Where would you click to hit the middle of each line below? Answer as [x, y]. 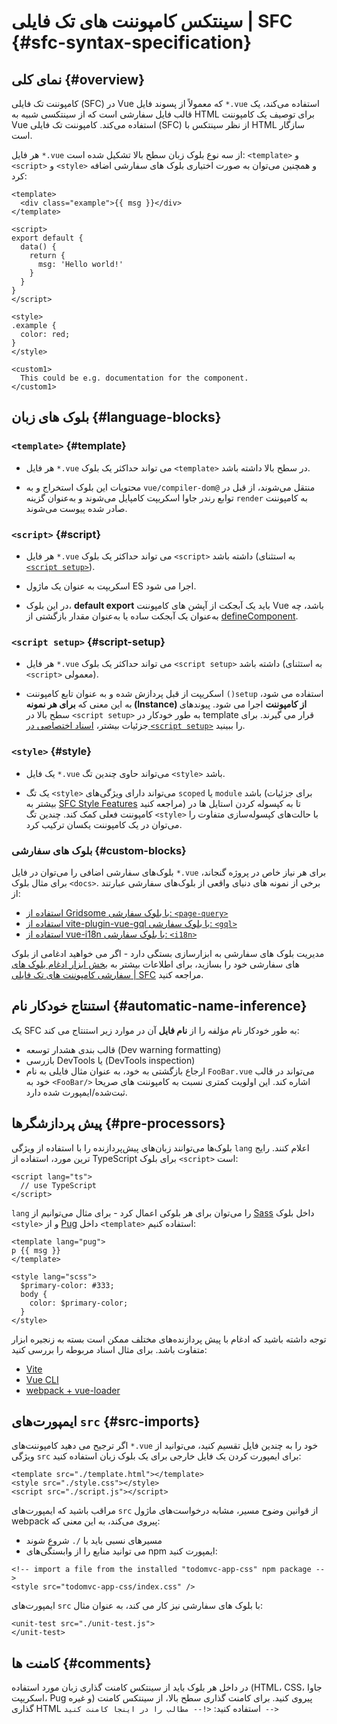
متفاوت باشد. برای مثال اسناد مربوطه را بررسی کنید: [109, 1349]
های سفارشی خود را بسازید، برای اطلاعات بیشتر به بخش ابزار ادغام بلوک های [155, 964]
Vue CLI [42, 1379]
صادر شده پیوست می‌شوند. [76, 508]
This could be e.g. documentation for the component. [134, 378]
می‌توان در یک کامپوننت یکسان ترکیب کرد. [104, 824]
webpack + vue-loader [73, 1390]
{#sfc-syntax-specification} [132, 42]
